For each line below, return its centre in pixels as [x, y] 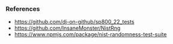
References [23, 9]
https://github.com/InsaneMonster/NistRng [67, 28]
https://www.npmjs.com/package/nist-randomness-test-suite [90, 34]
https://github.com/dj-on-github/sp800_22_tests [74, 22]
